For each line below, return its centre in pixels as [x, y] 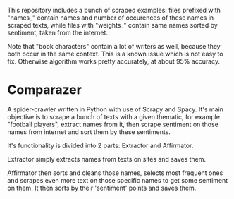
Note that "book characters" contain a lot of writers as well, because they [114, 46]
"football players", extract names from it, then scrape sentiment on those [113, 124]
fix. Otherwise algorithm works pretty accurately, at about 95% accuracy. [114, 61]
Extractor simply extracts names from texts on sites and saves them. [107, 159]
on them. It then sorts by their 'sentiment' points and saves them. [102, 188]
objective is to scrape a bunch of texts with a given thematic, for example [114, 116]
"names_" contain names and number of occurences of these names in [111, 18]
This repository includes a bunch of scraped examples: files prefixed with [114, 10]
